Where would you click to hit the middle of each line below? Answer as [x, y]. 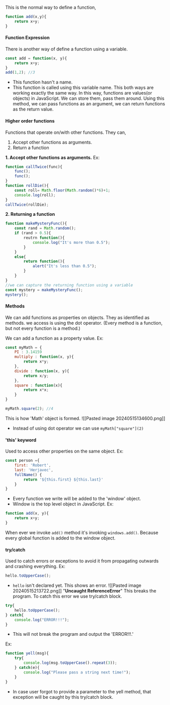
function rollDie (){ [27, 186]
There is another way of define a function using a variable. [67, 49]
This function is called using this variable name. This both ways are [83, 88]
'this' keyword [21, 440]
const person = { [22, 461]
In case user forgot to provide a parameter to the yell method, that [82, 691]
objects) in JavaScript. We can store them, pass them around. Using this [88, 98]
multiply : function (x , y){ [44, 357]
